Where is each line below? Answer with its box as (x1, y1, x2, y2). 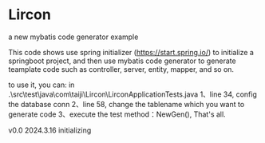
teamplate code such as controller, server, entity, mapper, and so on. (8, 64, 234, 73)
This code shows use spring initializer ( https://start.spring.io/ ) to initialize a (8, 47, 254, 57)
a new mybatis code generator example (8, 32, 139, 42)
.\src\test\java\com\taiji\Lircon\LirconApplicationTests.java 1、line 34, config (8, 89, 258, 99)
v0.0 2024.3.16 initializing (8, 125, 92, 135)
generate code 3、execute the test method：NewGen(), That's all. (8, 109, 226, 119)
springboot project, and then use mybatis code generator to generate (8, 56, 237, 66)
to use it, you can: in (8, 80, 75, 89)
